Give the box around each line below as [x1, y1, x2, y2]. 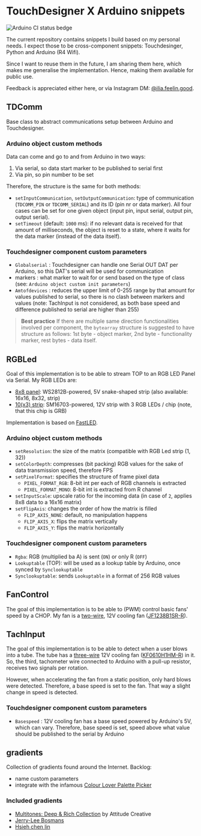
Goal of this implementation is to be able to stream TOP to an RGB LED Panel [6, 370, 196, 377]
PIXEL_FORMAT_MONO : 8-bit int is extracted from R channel [23, 486, 162, 493]
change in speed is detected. [6, 689, 78, 696]
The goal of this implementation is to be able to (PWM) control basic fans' [6, 605, 188, 612]
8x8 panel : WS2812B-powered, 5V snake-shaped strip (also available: [14, 388, 188, 395]
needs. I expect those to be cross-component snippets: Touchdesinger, [6, 42, 183, 49]
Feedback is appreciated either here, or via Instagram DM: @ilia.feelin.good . [6, 84, 194, 91]
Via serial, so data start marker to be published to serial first [14, 165, 163, 172]
